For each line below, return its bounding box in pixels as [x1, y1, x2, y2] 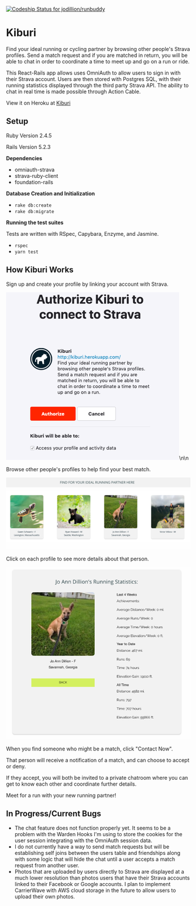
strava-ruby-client [14, 172, 59, 179]
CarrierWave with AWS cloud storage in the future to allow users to [14, 887, 177, 894]
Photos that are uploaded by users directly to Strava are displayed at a [14, 868, 184, 875]
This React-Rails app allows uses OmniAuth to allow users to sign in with [6, 69, 181, 76]
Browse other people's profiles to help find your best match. [6, 465, 151, 472]
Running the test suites [6, 219, 64, 226]
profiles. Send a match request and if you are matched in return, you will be [6, 52, 188, 59]
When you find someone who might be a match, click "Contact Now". [6, 745, 173, 752]
